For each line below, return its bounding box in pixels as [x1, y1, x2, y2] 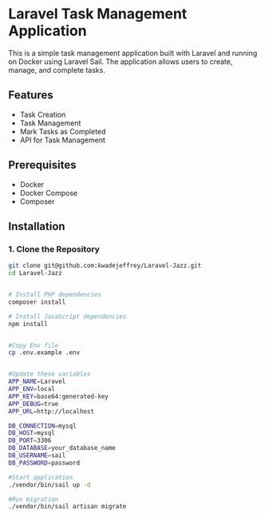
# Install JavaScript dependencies [8, 313, 127, 321]
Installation [8, 219, 65, 233]
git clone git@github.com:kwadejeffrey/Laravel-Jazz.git [8, 261, 202, 270]
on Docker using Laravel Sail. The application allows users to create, [8, 57, 233, 66]
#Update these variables [8, 370, 91, 378]
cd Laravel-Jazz [8, 269, 62, 277]
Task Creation [19, 110, 66, 119]
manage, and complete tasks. [8, 65, 105, 74]
